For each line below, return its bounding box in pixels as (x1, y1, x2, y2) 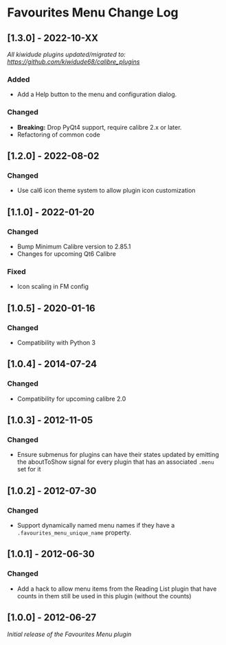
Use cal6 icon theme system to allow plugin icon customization (16, 187, 196, 195)
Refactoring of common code (16, 130, 101, 139)
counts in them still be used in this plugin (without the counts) (16, 591, 192, 600)
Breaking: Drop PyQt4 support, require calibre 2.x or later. (16, 123, 182, 131)
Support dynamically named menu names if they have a (16, 521, 175, 530)
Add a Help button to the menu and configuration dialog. (16, 91, 177, 99)
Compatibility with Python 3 (16, 338, 96, 347)
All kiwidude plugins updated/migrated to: (7, 50, 126, 58)
